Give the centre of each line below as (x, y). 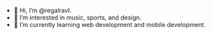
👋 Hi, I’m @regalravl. (42, 10)
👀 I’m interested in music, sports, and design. (77, 17)
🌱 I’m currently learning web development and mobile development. (110, 25)
